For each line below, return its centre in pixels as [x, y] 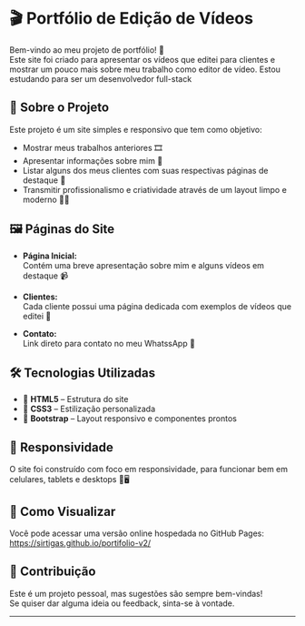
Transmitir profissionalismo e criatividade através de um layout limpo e [155, 189]
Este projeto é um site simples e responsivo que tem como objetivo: [136, 129]
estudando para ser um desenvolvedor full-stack [101, 78]
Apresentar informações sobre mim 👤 [93, 160]
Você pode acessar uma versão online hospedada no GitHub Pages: [137, 533]
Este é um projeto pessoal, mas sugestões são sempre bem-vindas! [136, 593]
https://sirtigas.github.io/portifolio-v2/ [80, 543]
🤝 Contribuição [53, 572]
